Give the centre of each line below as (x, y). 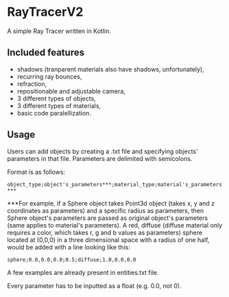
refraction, (32, 84)
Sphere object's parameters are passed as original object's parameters (107, 218)
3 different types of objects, (56, 98)
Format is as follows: (36, 172)
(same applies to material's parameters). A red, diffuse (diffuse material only (115, 225)
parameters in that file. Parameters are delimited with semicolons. (100, 158)
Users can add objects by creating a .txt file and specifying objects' (103, 151)
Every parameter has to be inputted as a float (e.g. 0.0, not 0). (94, 285)
